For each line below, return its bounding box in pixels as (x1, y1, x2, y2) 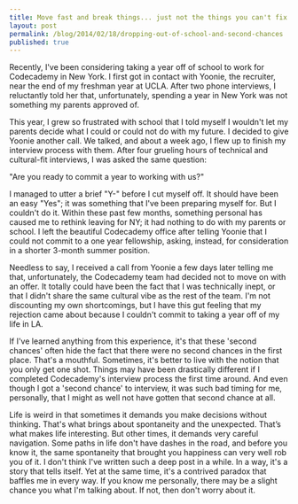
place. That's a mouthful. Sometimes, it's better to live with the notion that (9, 355, 279, 366)
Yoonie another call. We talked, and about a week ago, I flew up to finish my (9, 136, 286, 146)
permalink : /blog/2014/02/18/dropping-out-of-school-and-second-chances (9, 29, 284, 38)
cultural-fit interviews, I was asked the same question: (9, 154, 207, 165)
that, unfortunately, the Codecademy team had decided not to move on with (9, 272, 286, 283)
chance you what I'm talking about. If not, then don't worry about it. (9, 485, 255, 496)
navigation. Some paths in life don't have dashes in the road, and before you (9, 438, 288, 448)
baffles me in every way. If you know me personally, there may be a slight (9, 476, 278, 486)
